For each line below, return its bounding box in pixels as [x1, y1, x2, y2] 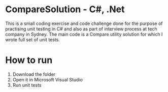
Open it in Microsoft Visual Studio [12, 76, 83, 82]
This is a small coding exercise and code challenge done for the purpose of [5, 20, 163, 26]
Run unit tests [12, 82, 42, 88]
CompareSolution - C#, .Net [5, 4, 125, 15]
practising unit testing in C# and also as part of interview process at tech [5, 25, 157, 32]
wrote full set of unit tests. [5, 37, 60, 43]
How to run [5, 54, 53, 66]
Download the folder [12, 71, 56, 77]
